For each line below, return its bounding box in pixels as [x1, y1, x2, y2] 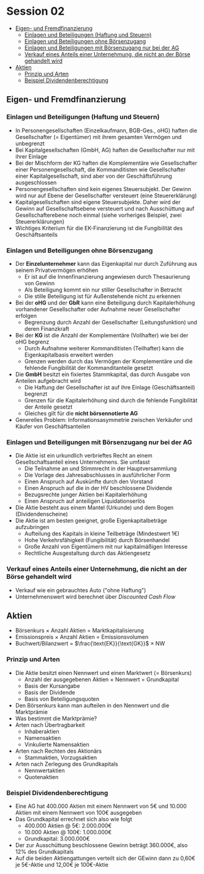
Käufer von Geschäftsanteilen [15, 423, 91, 430]
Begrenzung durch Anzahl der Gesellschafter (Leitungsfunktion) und [24, 318, 197, 326]
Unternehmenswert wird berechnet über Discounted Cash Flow [15, 593, 176, 600]
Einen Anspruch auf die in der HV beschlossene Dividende [24, 484, 173, 492]
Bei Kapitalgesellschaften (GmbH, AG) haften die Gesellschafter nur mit [15, 146, 195, 154]
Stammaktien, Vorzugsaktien [24, 753, 97, 761]
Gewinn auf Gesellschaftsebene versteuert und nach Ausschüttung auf [15, 205, 195, 212]
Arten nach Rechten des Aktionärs [15, 747, 102, 755]
